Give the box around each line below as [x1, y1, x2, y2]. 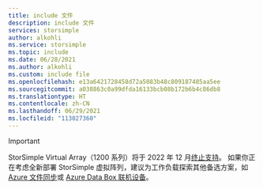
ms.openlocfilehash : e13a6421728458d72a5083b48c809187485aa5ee [8, 77, 221, 85]
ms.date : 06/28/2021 [8, 56, 77, 64]
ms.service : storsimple [8, 41, 87, 49]
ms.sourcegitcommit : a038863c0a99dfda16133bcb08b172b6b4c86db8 [8, 85, 221, 93]
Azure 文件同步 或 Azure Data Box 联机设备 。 [8, 172, 153, 182]
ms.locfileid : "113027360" [8, 115, 97, 123]
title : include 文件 [8, 11, 73, 20]
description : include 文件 [8, 19, 95, 27]
